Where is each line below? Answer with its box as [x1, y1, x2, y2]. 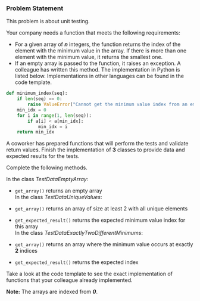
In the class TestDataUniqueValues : [14, 194, 102, 201]
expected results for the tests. [6, 153, 80, 160]
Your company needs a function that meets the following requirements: [6, 29, 180, 36]
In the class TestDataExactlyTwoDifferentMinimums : [14, 229, 143, 237]
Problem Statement [6, 4, 64, 13]
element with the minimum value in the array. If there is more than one [14, 47, 187, 54]
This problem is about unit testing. [6, 18, 90, 25]
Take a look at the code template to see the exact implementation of [6, 270, 173, 278]
